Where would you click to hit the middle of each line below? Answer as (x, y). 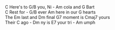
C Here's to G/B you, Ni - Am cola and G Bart (50, 7)
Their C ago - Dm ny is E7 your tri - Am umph (50, 22)
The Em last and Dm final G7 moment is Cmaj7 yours (57, 17)
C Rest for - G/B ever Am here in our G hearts (50, 12)
